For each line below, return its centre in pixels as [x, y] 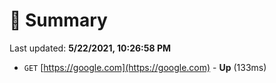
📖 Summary [58, 20]
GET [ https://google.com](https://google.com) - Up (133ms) [145, 67]
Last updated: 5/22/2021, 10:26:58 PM [90, 48]
